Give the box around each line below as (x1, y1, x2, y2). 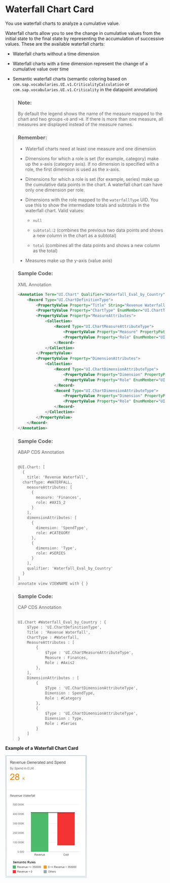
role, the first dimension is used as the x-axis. (25, 166, 120, 172)
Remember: (17, 134, 47, 141)
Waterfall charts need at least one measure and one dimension (25, 145, 156, 151)
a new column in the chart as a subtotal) (32, 232, 117, 239)
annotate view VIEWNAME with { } (17, 581, 89, 586)
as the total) (32, 247, 58, 254)
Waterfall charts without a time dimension (12, 51, 100, 57)
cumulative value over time (12, 66, 69, 72)
